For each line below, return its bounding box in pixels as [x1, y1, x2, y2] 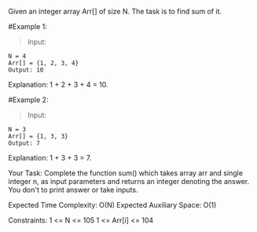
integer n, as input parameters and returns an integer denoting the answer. [8, 177, 250, 186]
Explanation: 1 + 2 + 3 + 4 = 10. [8, 80, 108, 89]
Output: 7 [8, 139, 41, 147]
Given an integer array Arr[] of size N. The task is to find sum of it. [8, 7, 222, 16]
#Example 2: [8, 95, 49, 105]
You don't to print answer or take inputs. [8, 185, 138, 194]
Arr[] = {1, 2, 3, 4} [8, 59, 79, 67]
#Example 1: [8, 22, 47, 31]
